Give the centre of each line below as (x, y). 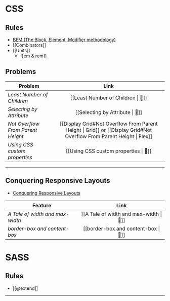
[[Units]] (21, 50)
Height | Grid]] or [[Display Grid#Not (109, 130)
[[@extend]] (25, 288)
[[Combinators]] (29, 45)
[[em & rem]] (33, 56)
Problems (21, 72)
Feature (42, 205)
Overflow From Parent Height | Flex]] (109, 136)
